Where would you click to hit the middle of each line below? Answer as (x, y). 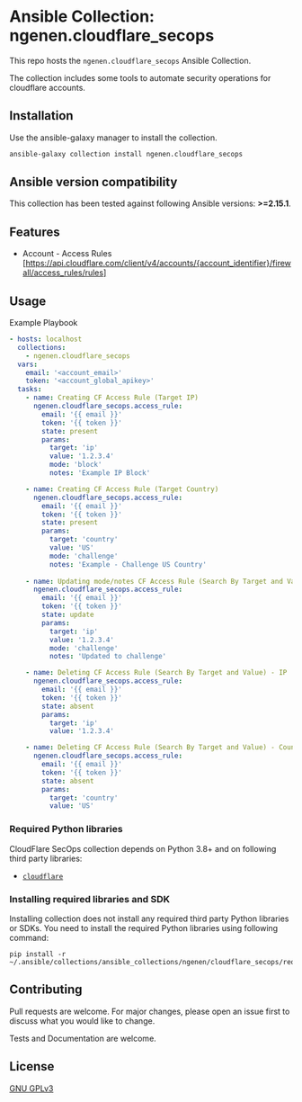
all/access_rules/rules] (64, 273)
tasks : (30, 390)
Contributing (46, 990)
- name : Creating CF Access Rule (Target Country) (122, 489)
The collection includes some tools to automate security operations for (140, 77)
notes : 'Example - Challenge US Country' (128, 564)
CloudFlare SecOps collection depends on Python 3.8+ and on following (143, 848)
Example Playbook (44, 323)
